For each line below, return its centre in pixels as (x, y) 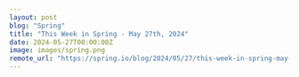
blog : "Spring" (37, 26)
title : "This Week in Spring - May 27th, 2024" (99, 34)
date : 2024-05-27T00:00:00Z (61, 42)
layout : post (33, 17)
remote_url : (31, 58)
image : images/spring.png (57, 50)
